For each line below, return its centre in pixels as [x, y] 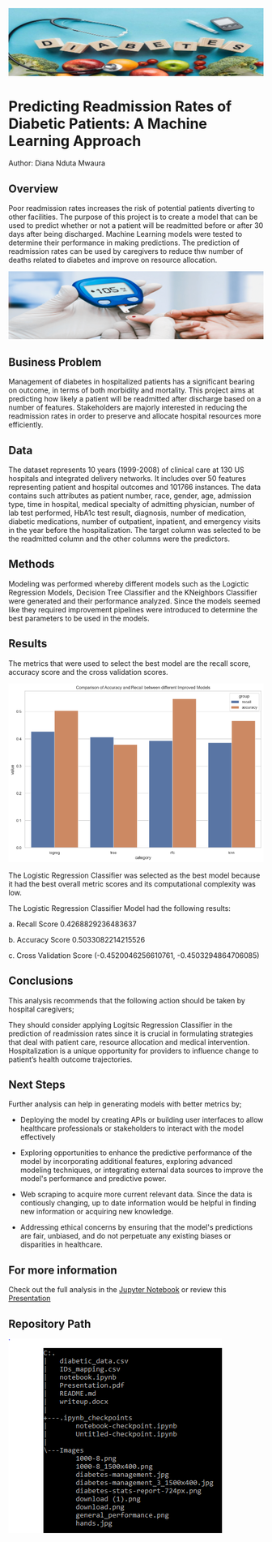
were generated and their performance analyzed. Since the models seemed [134, 601]
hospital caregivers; [41, 1009]
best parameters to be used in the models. [79, 618]
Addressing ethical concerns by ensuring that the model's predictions [136, 1227]
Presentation [30, 1299]
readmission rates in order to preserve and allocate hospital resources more [135, 416]
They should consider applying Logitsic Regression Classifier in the [121, 1024]
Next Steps [37, 1084]
